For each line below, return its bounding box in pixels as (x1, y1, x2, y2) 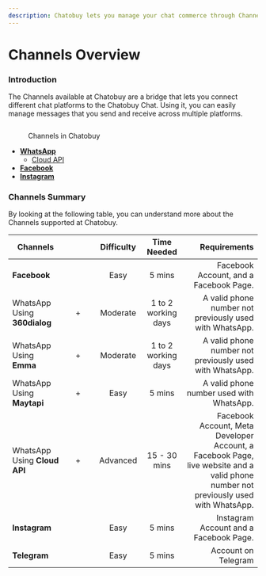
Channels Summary (8, 192, 86, 203)
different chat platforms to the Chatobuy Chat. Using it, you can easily (8, 101, 236, 110)
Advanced (98, 455, 138, 466)
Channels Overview (8, 45, 141, 63)
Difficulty (100, 242, 137, 253)
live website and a (187, 460, 254, 471)
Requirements (199, 242, 254, 253)
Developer (215, 430, 254, 441)
